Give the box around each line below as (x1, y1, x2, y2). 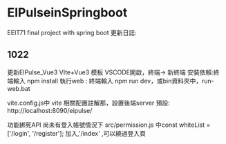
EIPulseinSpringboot (7, 5, 128, 21)
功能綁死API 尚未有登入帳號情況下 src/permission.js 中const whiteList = (7, 121, 211, 129)
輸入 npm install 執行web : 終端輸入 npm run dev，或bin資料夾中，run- (12, 76, 214, 85)
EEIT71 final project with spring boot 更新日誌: (7, 28, 137, 37)
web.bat (7, 84, 31, 92)
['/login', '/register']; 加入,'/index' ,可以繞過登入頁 (7, 129, 147, 137)
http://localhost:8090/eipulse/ (7, 106, 93, 114)
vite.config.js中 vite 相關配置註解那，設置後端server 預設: (7, 99, 171, 107)
